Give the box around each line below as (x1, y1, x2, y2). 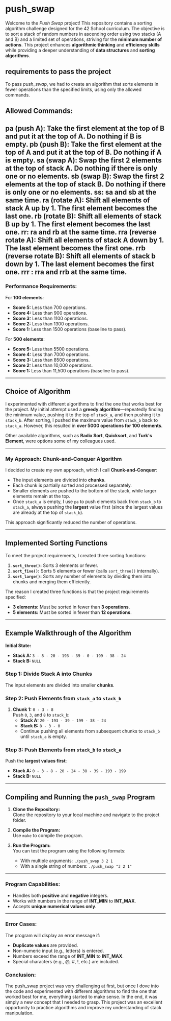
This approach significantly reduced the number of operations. (5, 519, 137, 525)
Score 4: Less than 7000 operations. (12, 351, 90, 358)
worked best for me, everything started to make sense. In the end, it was (5, 994, 158, 1000)
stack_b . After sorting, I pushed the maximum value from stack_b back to (5, 417, 158, 423)
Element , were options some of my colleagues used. (5, 438, 116, 444)
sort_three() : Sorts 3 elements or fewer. (12, 562, 98, 568)
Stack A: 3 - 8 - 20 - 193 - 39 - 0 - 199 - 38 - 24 (12, 652, 126, 658)
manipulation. (5, 1010, 34, 1016)
